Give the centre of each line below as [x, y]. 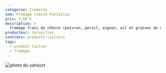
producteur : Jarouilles [30, 33]
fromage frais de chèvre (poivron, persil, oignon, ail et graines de [84, 28]
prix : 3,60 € [19, 19]
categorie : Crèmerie [26, 10]
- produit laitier [29, 46]
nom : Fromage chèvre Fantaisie [37, 14]
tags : [11, 42]
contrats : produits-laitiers [35, 37]
